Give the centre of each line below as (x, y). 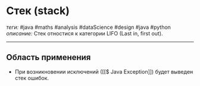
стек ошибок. (32, 78)
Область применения (49, 57)
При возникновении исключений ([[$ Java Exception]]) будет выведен (104, 71)
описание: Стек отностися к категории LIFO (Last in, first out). (85, 33)
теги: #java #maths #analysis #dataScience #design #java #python (89, 27)
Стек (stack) (38, 11)
